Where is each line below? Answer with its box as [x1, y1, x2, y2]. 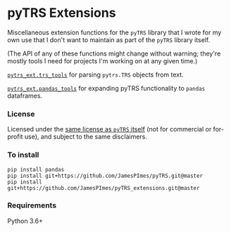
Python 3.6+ [7, 217, 44, 225]
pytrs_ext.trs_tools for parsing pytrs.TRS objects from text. [7, 70, 185, 79]
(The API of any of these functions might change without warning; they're [7, 49, 221, 58]
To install [7, 150, 39, 160]
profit [7, 132, 23, 141]
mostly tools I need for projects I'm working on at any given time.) [7, 56, 198, 65]
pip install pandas [7, 166, 65, 173]
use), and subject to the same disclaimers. [24, 132, 148, 141]
